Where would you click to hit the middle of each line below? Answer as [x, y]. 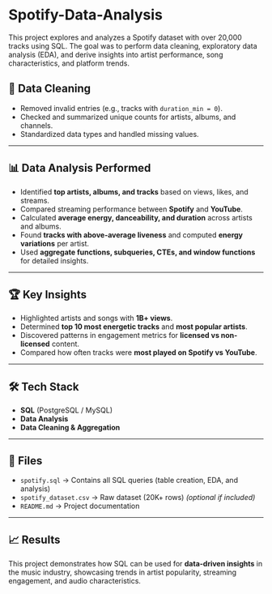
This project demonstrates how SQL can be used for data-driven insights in [136, 563]
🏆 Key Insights [48, 295]
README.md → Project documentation [80, 506]
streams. [35, 200]
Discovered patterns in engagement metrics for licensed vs [120, 335]
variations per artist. [55, 243]
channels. [36, 125]
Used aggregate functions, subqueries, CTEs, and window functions [138, 252]
